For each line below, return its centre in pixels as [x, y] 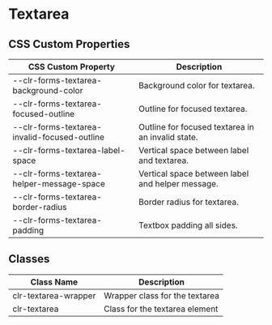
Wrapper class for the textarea [162, 295]
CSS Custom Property [72, 67]
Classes [29, 259]
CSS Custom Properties [69, 44]
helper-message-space [59, 184]
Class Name [54, 282]
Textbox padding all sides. [188, 225]
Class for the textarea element [161, 309]
